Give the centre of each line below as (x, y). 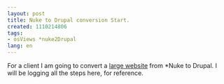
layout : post (26, 14)
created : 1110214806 (37, 26)
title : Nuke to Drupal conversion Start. (69, 20)
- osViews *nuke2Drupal (42, 40)
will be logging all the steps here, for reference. (75, 73)
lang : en (20, 46)
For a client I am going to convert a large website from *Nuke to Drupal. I (112, 66)
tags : (15, 33)
